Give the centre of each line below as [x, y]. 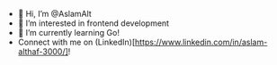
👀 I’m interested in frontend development [93, 23]
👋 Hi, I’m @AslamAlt [54, 14]
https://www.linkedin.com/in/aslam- [201, 42]
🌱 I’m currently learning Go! [68, 32]
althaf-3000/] [43, 52]
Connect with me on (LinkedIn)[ [76, 42]
